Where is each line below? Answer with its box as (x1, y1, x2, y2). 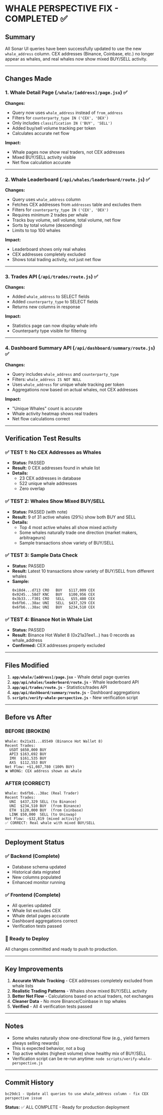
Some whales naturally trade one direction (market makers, (19, 530, 138, 535)
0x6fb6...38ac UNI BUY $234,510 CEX (12, 605, 95, 610)
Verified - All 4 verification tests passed (12, 1003, 93, 1010)
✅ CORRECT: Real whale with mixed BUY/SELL (5, 820, 96, 825)
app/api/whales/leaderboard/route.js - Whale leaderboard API (12, 679, 139, 685)
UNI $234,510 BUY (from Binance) (9, 803, 81, 808)
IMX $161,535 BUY (9, 756, 47, 761)
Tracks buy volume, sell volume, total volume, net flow (12, 217, 121, 223)
